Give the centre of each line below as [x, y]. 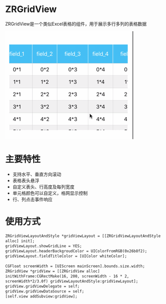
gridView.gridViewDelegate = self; [43, 286]
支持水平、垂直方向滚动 [37, 174]
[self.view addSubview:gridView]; [41, 296]
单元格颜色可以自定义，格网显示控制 [50, 193]
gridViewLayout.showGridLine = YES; [44, 246]
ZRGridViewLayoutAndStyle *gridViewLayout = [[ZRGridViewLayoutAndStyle [83, 236]
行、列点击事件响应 [32, 199]
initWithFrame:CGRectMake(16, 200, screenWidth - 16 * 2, [67, 276]
